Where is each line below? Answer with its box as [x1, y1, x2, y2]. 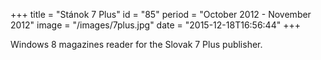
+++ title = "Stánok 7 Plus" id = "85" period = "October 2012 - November [10, 9, 312, 20]
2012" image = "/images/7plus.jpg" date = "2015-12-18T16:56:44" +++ [10, 19, 301, 31]
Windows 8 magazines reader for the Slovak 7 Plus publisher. [10, 39, 263, 50]
